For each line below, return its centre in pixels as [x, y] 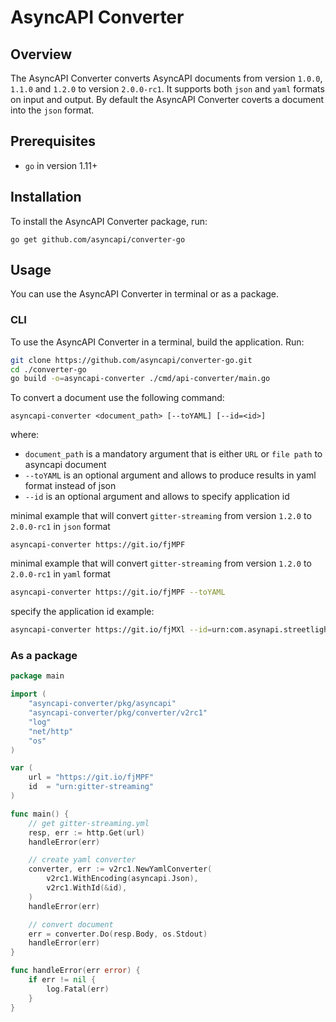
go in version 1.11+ [61, 165]
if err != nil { [62, 980]
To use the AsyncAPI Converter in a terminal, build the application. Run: [157, 342]
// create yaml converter [82, 860]
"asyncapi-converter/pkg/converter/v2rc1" [118, 713]
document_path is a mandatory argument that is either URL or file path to [173, 454]
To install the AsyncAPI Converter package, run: [109, 221]
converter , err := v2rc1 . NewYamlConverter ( [120, 869]
